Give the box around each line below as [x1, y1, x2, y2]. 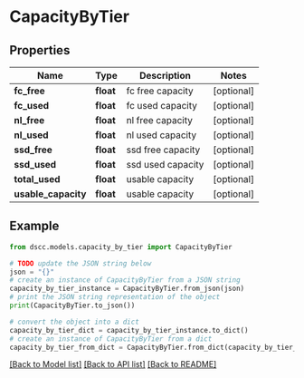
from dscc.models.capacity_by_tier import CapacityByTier [9, 242, 233, 251]
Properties [9, 43, 71, 58]
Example [9, 218, 60, 234]
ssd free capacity [126, 143, 201, 156]
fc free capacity [126, 84, 194, 97]
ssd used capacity [126, 159, 204, 170]
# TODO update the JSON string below [9, 258, 152, 268]
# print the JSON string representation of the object [9, 293, 221, 302]
